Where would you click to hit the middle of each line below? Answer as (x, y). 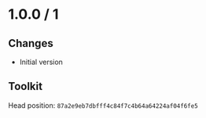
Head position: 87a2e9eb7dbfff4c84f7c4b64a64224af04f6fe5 (103, 105)
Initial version (41, 62)
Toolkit (26, 86)
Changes (31, 43)
